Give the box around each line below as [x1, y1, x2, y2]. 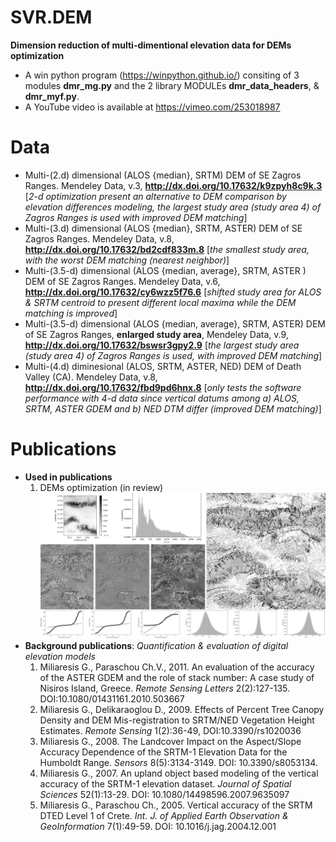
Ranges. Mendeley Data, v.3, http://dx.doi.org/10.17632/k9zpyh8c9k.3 [24, 179, 323, 191]
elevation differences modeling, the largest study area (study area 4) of [24, 201, 322, 213]
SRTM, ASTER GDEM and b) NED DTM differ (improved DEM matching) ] [24, 402, 322, 415]
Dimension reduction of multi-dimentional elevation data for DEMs [10, 39, 292, 51]
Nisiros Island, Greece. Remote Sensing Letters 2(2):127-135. [39, 682, 291, 695]
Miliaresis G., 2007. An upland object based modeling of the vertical [39, 767, 319, 780]
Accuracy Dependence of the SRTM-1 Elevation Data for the [39, 746, 288, 758]
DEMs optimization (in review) [39, 481, 164, 493]
